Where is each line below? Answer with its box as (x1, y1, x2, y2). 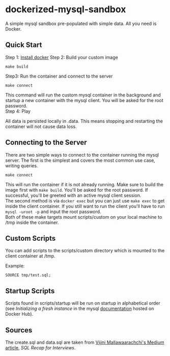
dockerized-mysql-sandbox (5, 4, 126, 15)
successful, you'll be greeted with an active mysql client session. (5, 192, 141, 198)
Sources (5, 325, 33, 335)
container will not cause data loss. (5, 123, 77, 130)
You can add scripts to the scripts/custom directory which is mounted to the (5, 247, 165, 253)
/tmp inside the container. (5, 219, 59, 225)
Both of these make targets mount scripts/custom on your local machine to (5, 214, 162, 220)
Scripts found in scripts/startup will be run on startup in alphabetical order (5, 300, 160, 307)
